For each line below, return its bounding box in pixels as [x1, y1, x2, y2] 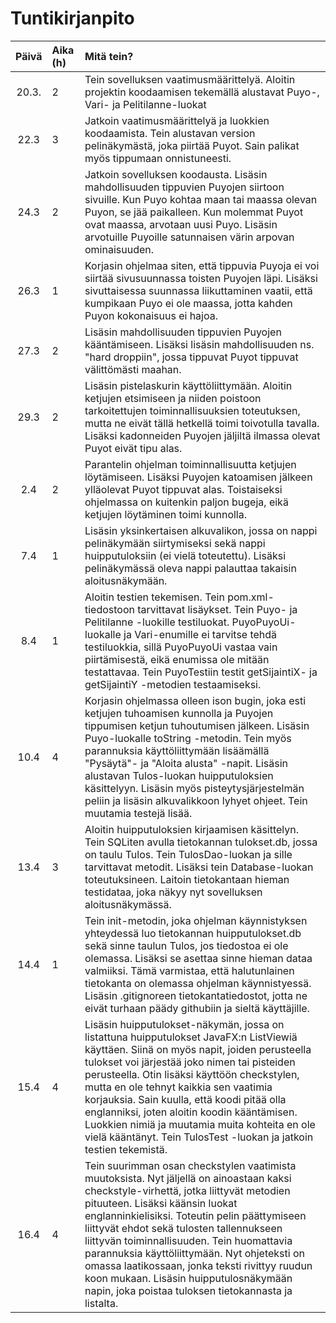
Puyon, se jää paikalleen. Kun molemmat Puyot [84, 205, 304, 219]
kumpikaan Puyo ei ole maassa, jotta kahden [84, 296, 293, 310]
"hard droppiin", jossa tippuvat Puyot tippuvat [84, 350, 299, 364]
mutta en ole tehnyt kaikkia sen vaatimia [84, 1080, 273, 1094]
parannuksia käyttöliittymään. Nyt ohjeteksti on [84, 1246, 306, 1260]
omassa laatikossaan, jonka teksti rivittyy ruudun [84, 1258, 313, 1272]
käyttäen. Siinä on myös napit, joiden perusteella [84, 1042, 312, 1056]
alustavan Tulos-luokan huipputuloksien [84, 768, 274, 782]
